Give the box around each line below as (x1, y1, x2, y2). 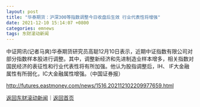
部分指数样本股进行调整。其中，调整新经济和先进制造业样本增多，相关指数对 (6, 55, 194, 62)
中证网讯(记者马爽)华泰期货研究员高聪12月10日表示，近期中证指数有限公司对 (6, 48, 193, 55)
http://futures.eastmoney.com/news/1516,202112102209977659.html (6, 82, 174, 89)
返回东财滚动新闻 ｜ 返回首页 (6, 95, 74, 102)
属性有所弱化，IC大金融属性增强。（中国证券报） (6, 70, 124, 77)
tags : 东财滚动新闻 (6, 31, 49, 37)
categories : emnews (6, 25, 55, 32)
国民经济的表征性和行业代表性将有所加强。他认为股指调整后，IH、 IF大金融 (6, 63, 190, 70)
